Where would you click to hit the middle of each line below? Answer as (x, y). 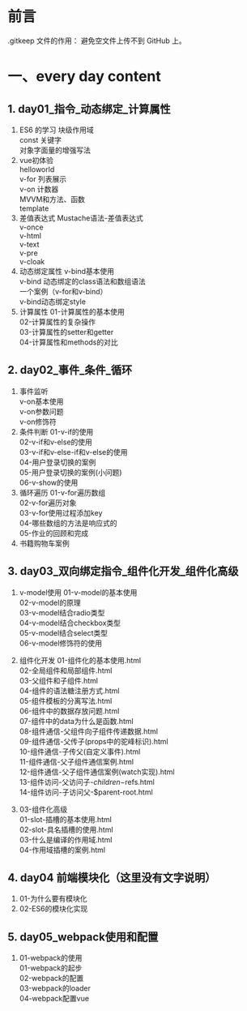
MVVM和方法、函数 (52, 199)
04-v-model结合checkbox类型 (70, 623)
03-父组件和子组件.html (59, 680)
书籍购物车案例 (44, 543)
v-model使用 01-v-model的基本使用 (78, 592)
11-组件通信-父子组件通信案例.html (77, 761)
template (34, 208)
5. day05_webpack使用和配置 (83, 937)
